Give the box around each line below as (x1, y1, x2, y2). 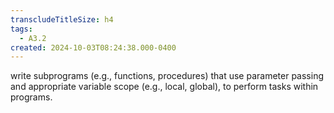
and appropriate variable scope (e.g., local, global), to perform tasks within (10, 81, 319, 93)
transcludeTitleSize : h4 (10, 14, 114, 25)
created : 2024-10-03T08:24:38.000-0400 (10, 42, 177, 53)
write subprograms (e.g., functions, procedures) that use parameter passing (10, 70, 325, 82)
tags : (10, 24, 33, 34)
